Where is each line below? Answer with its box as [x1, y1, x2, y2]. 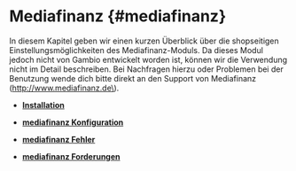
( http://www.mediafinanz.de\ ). [9, 82, 120, 93]
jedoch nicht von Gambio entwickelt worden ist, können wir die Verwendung [9, 54, 288, 65]
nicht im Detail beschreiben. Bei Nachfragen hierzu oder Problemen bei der [9, 64, 284, 74]
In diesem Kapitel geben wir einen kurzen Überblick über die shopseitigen [9, 35, 279, 46]
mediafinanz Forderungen [21, 151, 121, 161]
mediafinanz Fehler [21, 134, 96, 144]
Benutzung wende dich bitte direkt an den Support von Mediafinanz [9, 73, 257, 83]
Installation [21, 99, 65, 110]
